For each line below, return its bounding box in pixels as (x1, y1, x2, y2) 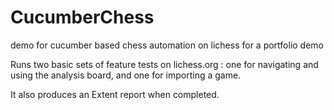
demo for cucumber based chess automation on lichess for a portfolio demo (10, 39, 325, 51)
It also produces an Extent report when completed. (10, 88, 220, 100)
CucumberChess (10, 6, 155, 29)
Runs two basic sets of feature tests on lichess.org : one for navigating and (10, 58, 319, 70)
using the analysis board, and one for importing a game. (10, 69, 242, 81)
